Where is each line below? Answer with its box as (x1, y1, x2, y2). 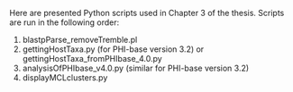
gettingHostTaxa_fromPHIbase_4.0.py (22, 54, 162, 63)
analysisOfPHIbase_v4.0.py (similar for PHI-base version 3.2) (22, 63, 250, 73)
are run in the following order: (9, 17, 120, 28)
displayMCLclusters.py (22, 72, 108, 83)
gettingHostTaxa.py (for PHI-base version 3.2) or (22, 44, 205, 54)
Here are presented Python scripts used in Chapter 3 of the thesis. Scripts (9, 8, 285, 18)
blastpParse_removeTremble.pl (22, 35, 138, 45)
